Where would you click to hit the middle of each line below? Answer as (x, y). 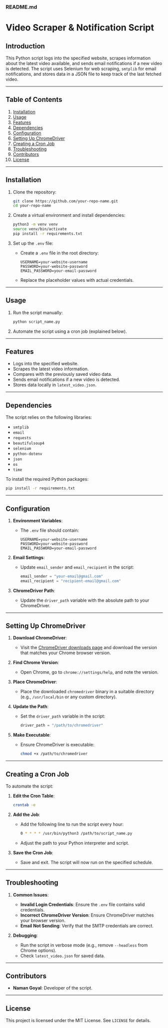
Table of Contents (34, 100)
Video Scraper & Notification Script (80, 28)
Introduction (25, 46)
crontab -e (24, 805)
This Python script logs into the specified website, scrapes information (78, 58)
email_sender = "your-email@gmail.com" (62, 576)
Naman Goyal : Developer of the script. (53, 988)
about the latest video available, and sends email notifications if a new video (84, 63)
